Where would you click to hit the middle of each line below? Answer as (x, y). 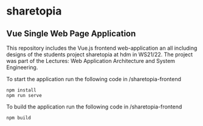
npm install (21, 90)
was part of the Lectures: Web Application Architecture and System (91, 61)
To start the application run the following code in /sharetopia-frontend (94, 79)
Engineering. (22, 67)
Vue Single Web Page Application (71, 34)
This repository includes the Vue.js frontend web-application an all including (102, 48)
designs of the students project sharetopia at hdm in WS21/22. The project (100, 55)
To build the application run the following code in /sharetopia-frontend (94, 107)
